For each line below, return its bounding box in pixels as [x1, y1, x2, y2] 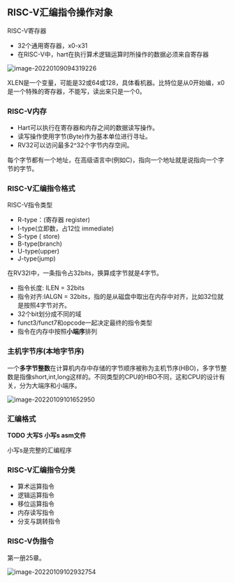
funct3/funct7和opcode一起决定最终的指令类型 [17, 318, 153, 327]
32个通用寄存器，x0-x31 [17, 41, 88, 50]
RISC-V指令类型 [7, 201, 53, 209]
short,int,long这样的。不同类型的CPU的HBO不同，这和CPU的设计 [31, 372, 219, 381]
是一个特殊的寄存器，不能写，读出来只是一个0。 [7, 87, 146, 96]
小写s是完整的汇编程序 [7, 446, 72, 454]
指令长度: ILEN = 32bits [17, 283, 85, 292]
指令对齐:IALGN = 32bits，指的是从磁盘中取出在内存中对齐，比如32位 [17, 293, 218, 301]
